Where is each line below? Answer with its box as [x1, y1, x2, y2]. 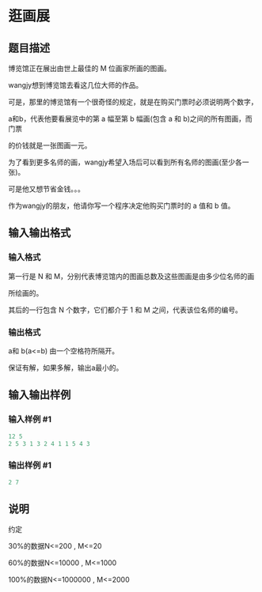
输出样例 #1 [8, 460, 51, 471]
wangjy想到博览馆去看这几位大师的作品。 [8, 81, 143, 89]
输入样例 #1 [8, 414, 51, 425]
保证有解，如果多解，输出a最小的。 [8, 363, 123, 372]
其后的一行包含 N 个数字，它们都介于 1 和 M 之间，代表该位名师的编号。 [8, 305, 243, 315]
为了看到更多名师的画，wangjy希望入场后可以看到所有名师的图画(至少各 [8, 157, 243, 167]
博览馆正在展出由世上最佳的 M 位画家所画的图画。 [8, 64, 172, 73]
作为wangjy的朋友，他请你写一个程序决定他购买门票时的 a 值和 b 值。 [8, 201, 235, 210]
